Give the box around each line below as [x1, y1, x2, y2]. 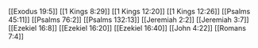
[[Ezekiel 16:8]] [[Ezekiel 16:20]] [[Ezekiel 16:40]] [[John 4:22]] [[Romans [8, 24, 246, 32]
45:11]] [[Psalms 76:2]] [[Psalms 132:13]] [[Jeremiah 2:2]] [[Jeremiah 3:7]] [8, 15, 249, 24]
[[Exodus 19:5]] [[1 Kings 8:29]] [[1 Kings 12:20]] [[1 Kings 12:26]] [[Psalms [8, 7, 251, 16]
